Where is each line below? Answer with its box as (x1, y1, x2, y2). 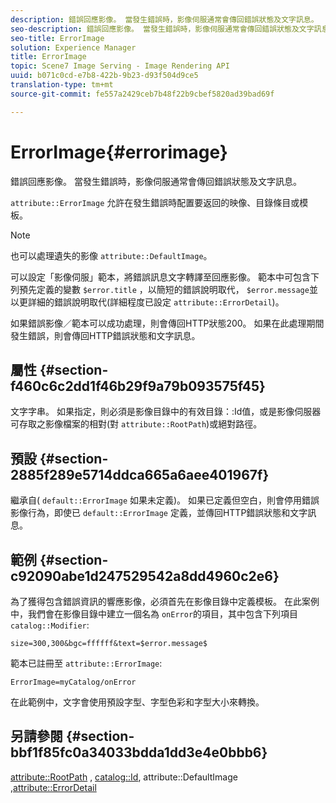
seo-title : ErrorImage (10, 33, 105, 43)
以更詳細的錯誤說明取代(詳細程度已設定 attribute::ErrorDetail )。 (10, 296, 285, 308)
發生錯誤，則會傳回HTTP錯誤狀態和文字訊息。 (10, 329, 201, 341)
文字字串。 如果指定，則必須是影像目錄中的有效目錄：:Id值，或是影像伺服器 (10, 406, 322, 418)
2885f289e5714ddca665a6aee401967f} (10, 466, 270, 483)
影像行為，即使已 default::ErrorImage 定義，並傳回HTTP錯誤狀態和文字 (10, 507, 308, 519)
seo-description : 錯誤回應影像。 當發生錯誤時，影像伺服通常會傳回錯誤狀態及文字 (10, 24, 315, 34)
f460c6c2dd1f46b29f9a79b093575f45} (10, 377, 266, 395)
